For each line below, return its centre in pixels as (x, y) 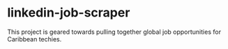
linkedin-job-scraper (69, 13)
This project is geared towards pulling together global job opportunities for (114, 32)
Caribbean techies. (35, 39)
